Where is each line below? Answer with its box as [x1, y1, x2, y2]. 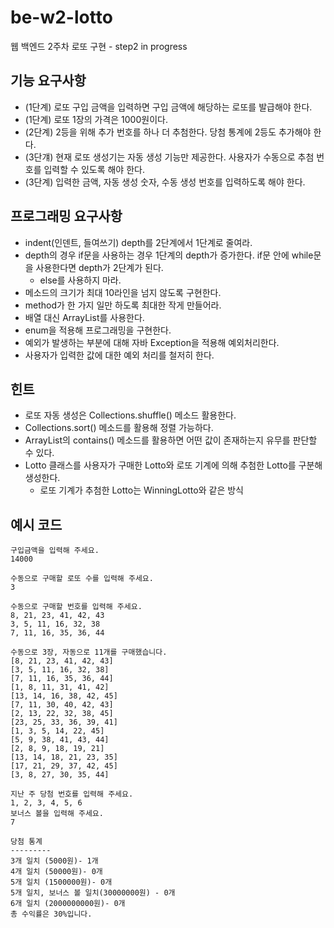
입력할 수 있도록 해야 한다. [43, 163, 145, 175]
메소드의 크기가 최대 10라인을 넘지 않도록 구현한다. [24, 286, 222, 298]
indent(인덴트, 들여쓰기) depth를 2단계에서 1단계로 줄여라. [24, 236, 253, 248]
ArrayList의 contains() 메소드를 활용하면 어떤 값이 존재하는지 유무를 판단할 [24, 434, 318, 446]
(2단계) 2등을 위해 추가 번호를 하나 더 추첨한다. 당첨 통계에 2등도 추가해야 [24, 126, 312, 138]
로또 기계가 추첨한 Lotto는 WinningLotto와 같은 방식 [39, 484, 244, 496]
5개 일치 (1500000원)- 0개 [10, 877, 113, 888]
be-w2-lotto [10, 6, 113, 29]
